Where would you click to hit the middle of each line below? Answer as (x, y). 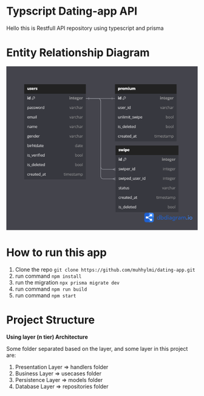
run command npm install (48, 276)
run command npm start (46, 295)
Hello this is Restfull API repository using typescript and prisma (85, 28)
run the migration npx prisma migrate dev (67, 283)
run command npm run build (51, 289)
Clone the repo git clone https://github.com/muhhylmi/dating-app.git (105, 270)
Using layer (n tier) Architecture (47, 337)
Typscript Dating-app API (72, 11)
